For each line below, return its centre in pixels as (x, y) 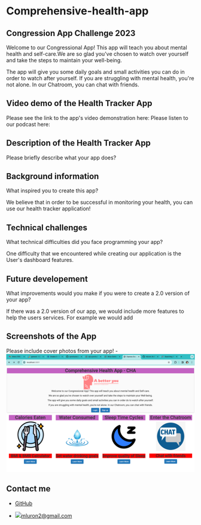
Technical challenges (47, 227)
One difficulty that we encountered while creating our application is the (94, 254)
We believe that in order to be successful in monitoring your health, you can (100, 203)
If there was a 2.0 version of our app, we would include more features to (95, 311)
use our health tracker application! (48, 209)
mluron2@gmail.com (46, 515)
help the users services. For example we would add (70, 318)
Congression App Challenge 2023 (71, 33)
